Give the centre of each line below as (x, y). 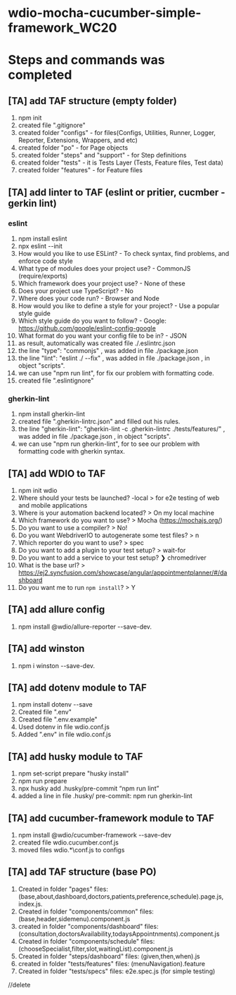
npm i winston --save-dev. (57, 665)
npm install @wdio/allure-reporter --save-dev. (85, 627)
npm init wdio (38, 490)
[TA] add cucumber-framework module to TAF (111, 818)
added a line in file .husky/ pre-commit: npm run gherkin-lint (105, 796)
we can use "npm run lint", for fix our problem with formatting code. (116, 373)
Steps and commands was (86, 60)
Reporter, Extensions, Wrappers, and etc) (78, 140)
